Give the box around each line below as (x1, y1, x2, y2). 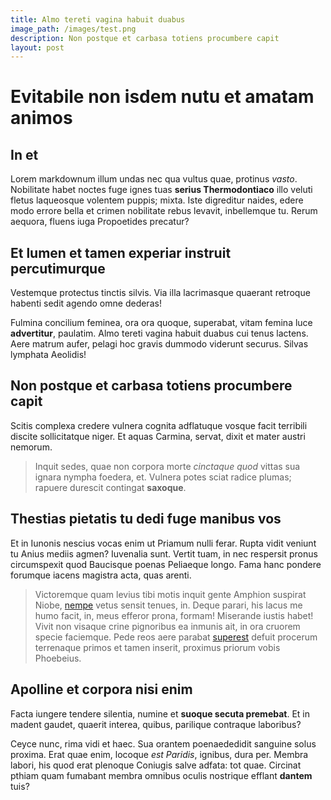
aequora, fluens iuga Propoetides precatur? (10, 216, 190, 228)
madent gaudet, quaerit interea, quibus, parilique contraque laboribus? (10, 718, 302, 730)
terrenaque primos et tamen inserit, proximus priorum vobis (34, 641, 281, 653)
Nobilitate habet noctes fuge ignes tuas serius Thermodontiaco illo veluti (10, 184, 313, 196)
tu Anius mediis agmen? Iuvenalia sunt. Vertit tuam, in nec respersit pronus (10, 547, 318, 560)
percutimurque (10, 260, 106, 277)
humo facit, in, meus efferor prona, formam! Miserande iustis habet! (34, 609, 314, 621)
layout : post (10, 42, 65, 53)
